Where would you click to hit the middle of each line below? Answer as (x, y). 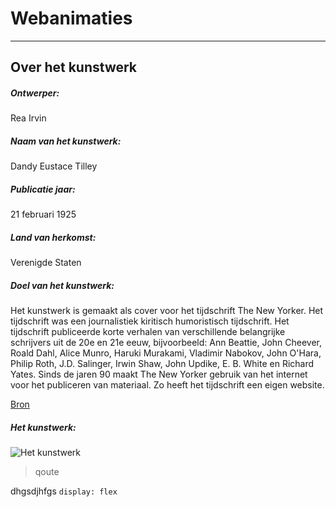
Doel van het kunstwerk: (62, 285)
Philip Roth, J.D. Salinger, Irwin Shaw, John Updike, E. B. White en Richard (162, 364)
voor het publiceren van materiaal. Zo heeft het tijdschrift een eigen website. (167, 385)
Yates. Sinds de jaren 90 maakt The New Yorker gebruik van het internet (159, 374)
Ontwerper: (35, 93)
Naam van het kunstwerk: (66, 141)
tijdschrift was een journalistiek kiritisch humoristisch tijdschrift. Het (150, 321)
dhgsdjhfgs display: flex (64, 491)
